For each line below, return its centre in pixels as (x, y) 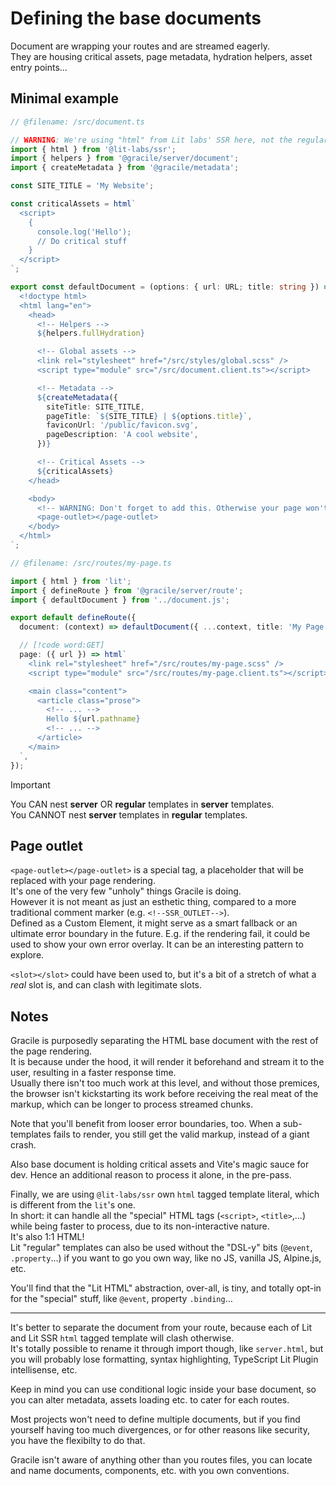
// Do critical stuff (82, 241)
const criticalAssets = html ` (73, 204)
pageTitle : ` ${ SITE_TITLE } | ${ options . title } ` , (149, 416)
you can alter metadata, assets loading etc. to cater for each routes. (150, 1400)
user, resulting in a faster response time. (93, 1073)
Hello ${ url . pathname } (93, 719)
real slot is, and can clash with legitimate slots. (106, 985)
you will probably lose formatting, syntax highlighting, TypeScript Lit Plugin (164, 1359)
